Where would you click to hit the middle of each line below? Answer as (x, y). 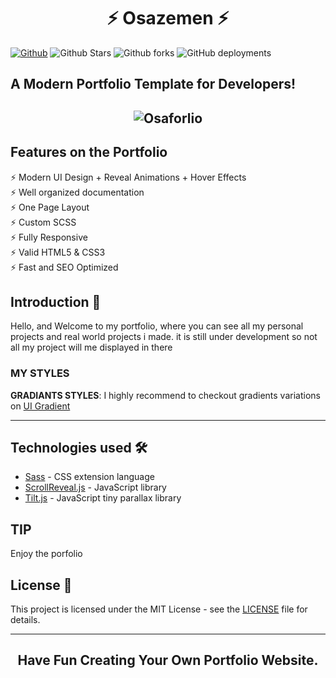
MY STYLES (40, 373)
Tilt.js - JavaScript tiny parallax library (103, 498)
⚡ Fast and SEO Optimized (64, 267)
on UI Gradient (40, 406)
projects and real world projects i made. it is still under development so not (164, 337)
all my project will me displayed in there (91, 347)
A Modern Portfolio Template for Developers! (153, 84)
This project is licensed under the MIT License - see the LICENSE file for (159, 609)
